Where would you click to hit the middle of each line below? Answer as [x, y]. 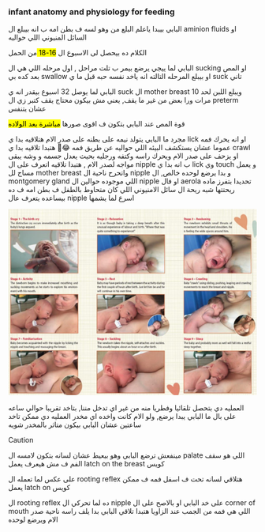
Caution [21, 440]
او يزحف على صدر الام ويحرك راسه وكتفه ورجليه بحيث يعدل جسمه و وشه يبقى [123, 156]
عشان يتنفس [27, 108]
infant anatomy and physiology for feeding [91, 12]
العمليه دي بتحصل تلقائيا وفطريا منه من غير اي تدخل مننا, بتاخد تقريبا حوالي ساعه [126, 407]
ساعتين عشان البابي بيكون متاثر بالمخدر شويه [75, 424]
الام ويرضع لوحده [33, 519]
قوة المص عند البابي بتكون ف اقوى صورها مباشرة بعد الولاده [97, 124]
